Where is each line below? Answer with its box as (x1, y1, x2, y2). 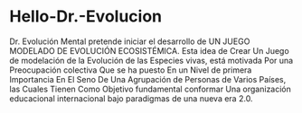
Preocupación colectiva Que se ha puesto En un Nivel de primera (9, 65, 252, 75)
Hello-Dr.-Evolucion (9, 6, 163, 27)
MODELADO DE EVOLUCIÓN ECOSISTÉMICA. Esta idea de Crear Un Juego (9, 45, 289, 56)
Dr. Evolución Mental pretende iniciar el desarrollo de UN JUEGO (9, 36, 250, 47)
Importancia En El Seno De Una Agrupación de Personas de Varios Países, (9, 74, 287, 84)
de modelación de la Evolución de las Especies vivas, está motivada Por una (9, 55, 294, 65)
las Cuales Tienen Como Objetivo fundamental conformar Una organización (9, 83, 292, 94)
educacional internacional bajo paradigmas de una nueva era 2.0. (9, 92, 253, 104)
